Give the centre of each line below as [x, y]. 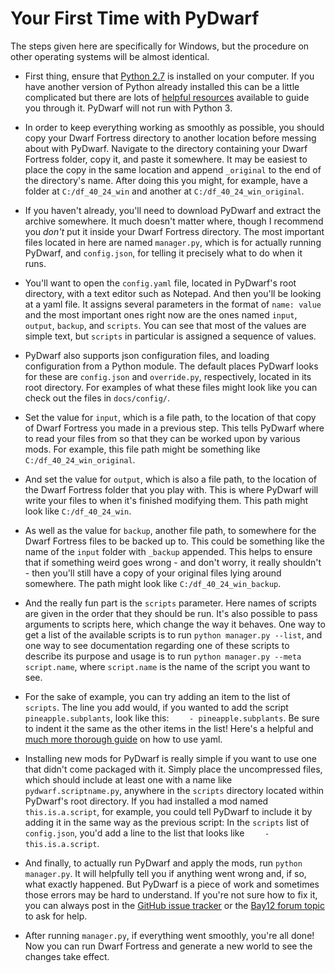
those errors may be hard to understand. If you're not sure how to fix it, [171, 894]
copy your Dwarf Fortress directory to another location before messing [170, 138]
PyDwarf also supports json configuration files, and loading [147, 355]
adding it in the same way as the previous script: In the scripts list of [167, 822]
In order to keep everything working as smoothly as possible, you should [174, 127]
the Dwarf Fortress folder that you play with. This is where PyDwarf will [171, 489]
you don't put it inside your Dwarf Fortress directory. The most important [174, 231]
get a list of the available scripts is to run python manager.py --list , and [173, 634]
